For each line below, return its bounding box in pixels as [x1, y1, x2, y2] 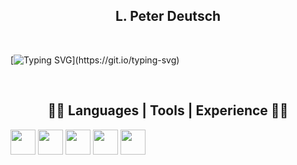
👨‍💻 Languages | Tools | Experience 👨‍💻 [47, 102, 289, 119]
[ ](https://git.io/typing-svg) [10, 54, 180, 66]
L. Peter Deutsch [114, 8, 222, 25]
